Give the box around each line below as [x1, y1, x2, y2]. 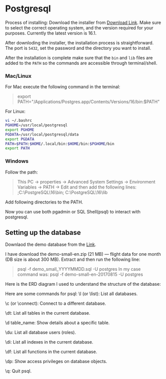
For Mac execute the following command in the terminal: [5, 84, 121, 90]
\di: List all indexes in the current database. [5, 339, 93, 345]
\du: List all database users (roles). [5, 330, 76, 336]
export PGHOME [5, 127, 35, 132]
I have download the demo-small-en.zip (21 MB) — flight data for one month [5, 251, 161, 257]
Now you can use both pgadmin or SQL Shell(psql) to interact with [5, 208, 141, 214]
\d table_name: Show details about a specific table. [5, 320, 110, 326]
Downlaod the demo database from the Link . [5, 241, 96, 247]
